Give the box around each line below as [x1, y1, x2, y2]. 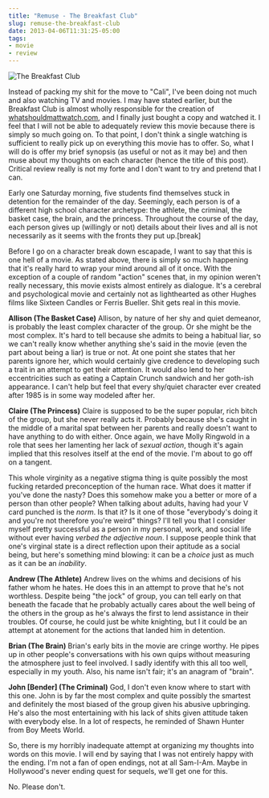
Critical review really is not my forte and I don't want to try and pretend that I [8, 164, 261, 173]
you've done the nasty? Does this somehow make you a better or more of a [8, 490, 257, 499]
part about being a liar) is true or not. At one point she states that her [8, 348, 236, 357]
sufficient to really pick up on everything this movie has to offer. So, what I [8, 139, 255, 147]
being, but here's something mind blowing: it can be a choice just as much [8, 550, 255, 560]
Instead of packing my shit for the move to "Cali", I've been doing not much [8, 87, 257, 97]
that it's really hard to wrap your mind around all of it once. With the [8, 263, 232, 273]
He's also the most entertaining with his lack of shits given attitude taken [8, 708, 249, 717]
